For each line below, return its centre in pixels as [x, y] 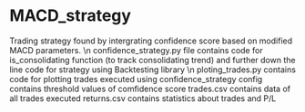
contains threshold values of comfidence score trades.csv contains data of [150, 89]
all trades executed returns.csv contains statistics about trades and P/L [143, 98]
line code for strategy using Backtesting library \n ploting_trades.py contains [152, 70]
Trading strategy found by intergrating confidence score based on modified [151, 41]
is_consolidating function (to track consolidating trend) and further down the [152, 60]
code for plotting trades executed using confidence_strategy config [136, 79]
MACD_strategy [71, 16]
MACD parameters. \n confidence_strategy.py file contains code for [136, 50]
